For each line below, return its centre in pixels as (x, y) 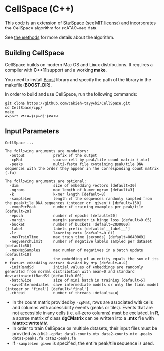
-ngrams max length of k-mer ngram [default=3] (72, 190)
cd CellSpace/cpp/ (24, 107)
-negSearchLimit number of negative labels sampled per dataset (81, 241)
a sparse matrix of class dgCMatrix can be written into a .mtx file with (83, 318)
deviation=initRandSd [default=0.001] (45, 276)
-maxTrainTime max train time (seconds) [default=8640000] (78, 237)
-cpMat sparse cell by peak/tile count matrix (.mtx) (80, 160)
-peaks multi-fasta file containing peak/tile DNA (76, 164)
